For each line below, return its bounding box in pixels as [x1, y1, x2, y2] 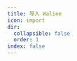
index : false [7, 43, 45, 50]
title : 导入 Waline [7, 10, 62, 18]
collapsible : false [13, 29, 71, 37]
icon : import [7, 17, 45, 24]
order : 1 [13, 36, 39, 43]
